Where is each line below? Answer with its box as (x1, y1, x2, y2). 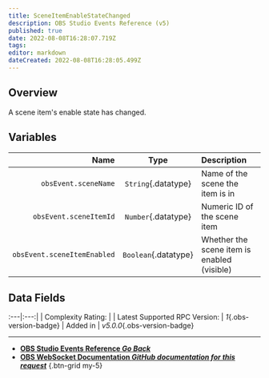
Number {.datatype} (124, 211, 192, 222)
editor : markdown (8, 49, 66, 57)
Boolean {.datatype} (122, 249, 194, 260)
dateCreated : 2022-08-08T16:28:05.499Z (8, 57, 142, 65)
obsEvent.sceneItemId (32, 211, 115, 221)
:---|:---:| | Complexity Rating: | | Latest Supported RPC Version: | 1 (8, 312, 229, 322)
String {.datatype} (124, 178, 192, 189)
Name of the (201, 167, 248, 179)
